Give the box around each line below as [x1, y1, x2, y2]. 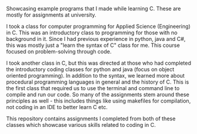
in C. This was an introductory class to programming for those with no [6, 29, 177, 36]
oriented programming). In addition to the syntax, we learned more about [6, 72, 185, 79]
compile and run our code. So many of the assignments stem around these [6, 91, 189, 98]
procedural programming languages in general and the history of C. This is [6, 78, 189, 85]
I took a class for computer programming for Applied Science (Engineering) [6, 23, 191, 30]
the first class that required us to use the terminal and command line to [6, 85, 180, 91]
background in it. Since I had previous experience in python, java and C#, [6, 36, 186, 42]
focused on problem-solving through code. [6, 48, 112, 55]
